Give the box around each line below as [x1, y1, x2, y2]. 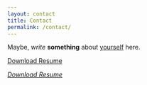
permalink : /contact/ [7, 23, 72, 30]
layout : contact [7, 10, 55, 18]
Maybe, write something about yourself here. [7, 43, 141, 52]
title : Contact [7, 17, 53, 24]
